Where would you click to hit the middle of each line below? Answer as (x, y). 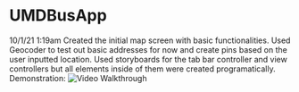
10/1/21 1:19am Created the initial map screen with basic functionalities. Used (150, 40)
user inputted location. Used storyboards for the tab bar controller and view (148, 59)
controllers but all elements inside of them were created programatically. (142, 69)
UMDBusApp (58, 16)
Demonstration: (37, 78)
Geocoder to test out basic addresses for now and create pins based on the (148, 49)
